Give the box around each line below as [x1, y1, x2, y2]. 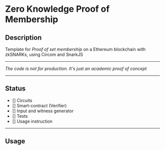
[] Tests [12, 113, 28, 119]
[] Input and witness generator [12, 108, 74, 114]
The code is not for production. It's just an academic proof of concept [5, 66, 147, 72]
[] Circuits [12, 97, 33, 103]
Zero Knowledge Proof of [5, 3, 110, 15]
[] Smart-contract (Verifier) [12, 102, 67, 108]
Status [5, 84, 26, 93]
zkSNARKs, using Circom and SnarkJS [5, 51, 83, 57]
